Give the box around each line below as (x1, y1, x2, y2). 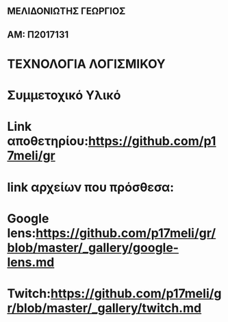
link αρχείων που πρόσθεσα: (7, 179, 175, 195)
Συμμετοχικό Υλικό (7, 88, 121, 103)
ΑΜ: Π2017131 (7, 29, 69, 40)
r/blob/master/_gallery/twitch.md (7, 300, 202, 316)
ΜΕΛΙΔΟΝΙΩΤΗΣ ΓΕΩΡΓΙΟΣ (7, 5, 126, 17)
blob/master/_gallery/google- (7, 240, 179, 256)
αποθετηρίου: (7, 134, 89, 149)
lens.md (7, 254, 55, 270)
